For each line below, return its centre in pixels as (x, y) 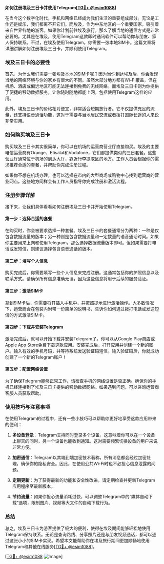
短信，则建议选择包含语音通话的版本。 (56, 249)
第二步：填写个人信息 (26, 261)
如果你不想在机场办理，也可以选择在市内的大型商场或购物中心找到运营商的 (80, 175)
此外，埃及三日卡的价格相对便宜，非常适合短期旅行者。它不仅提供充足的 (78, 109)
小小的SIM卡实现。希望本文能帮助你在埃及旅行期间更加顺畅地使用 (84, 540)
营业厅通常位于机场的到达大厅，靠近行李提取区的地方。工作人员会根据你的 (80, 159)
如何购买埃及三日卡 (28, 135)
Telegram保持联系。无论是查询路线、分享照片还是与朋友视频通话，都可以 (79, 534)
